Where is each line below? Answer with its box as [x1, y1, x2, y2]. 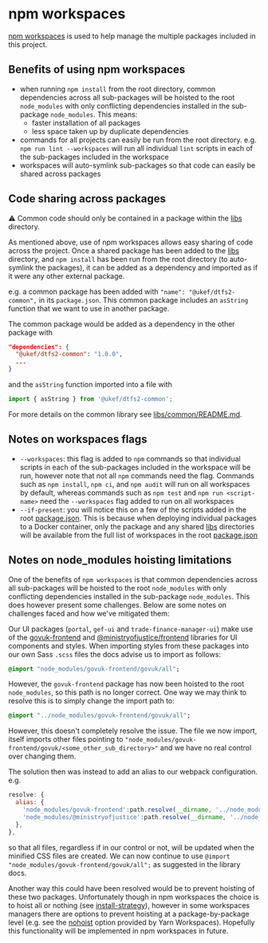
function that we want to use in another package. [8, 303, 170, 313]
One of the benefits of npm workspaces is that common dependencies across [8, 574, 258, 584]
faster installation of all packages [31, 117, 141, 128]
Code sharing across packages [8, 192, 166, 206]
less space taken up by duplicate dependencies [31, 126, 189, 136]
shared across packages [19, 168, 101, 178]
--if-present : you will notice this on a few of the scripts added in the [19, 505, 247, 514]
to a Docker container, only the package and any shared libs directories [19, 521, 255, 531]
